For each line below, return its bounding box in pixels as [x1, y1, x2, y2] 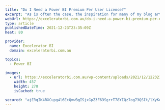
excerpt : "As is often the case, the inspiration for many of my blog [5, 12, 153, 17]
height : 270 [14, 84, 38, 89]
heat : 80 [5, 30, 23, 35]
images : [5, 70, 21, 75]
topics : [5, 57, 21, 62]
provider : [5, 39, 26, 44]
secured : [5, 97, 23, 102]
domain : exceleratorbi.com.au [9, 48, 71, 53]
